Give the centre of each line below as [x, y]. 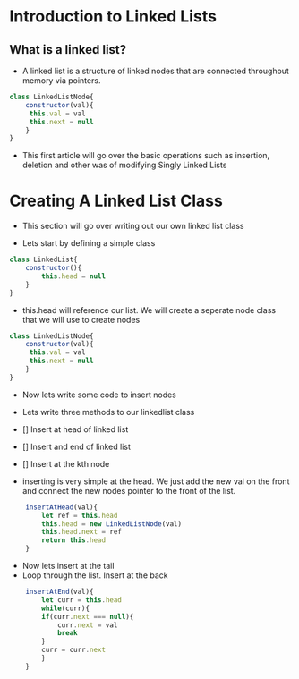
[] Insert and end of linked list [77, 446]
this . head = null [73, 276]
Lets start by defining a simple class [89, 243]
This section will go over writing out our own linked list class [133, 226]
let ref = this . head [80, 515]
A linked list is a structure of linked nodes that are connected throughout [155, 71]
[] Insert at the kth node [66, 463]
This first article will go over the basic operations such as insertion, [146, 156]
